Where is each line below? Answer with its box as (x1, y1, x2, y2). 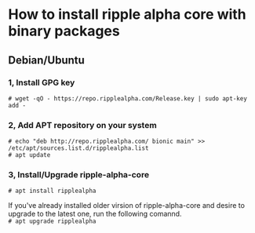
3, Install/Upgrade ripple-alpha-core (8, 169, 150, 180)
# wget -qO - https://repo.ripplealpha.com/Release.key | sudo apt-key (8, 94, 247, 103)
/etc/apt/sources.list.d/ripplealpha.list (8, 144, 149, 152)
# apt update (8, 151, 51, 159)
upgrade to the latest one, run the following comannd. (8, 209, 182, 219)
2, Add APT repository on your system (8, 119, 157, 130)
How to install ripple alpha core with (8, 5, 247, 24)
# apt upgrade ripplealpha (8, 217, 97, 225)
